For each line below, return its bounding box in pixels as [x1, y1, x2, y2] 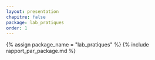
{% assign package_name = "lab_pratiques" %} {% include [6, 41, 149, 48]
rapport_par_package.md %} [6, 48, 76, 55]
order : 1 [6, 25, 28, 31]
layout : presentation [6, 8, 59, 15]
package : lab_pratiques [6, 19, 65, 25]
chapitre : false [6, 14, 46, 20]
